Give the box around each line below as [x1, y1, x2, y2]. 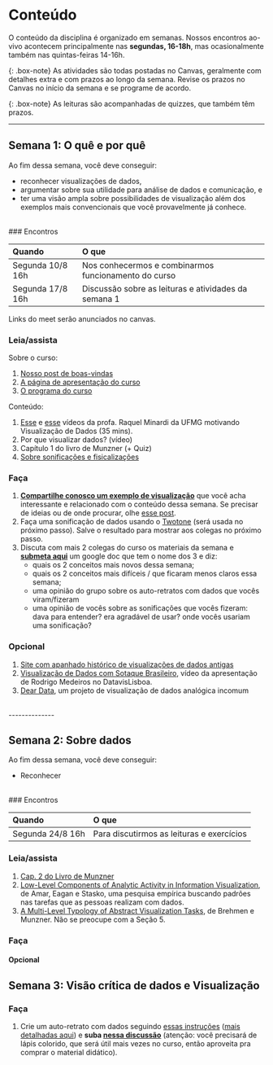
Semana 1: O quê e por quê [8, 138, 146, 152]
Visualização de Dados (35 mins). [19, 426, 133, 436]
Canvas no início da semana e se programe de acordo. [8, 83, 192, 93]
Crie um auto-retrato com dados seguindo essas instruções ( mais [19, 1021, 241, 1031]
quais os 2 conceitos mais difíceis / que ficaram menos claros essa [32, 568, 258, 579]
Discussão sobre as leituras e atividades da [81, 283, 248, 294]
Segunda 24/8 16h [12, 828, 85, 839]
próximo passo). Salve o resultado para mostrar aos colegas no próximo [19, 525, 262, 535]
